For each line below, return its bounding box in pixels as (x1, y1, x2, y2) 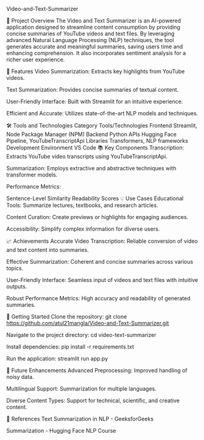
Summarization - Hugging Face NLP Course (6, 427, 116, 434)
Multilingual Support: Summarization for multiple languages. (6, 385, 157, 392)
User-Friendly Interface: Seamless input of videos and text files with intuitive (6, 276, 199, 283)
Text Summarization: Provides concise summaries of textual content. (6, 86, 179, 93)
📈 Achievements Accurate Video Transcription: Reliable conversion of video (6, 237, 198, 245)
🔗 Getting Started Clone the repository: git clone (6, 313, 127, 320)
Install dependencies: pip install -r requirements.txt (6, 343, 134, 350)
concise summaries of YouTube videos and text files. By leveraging (6, 30, 175, 37)
